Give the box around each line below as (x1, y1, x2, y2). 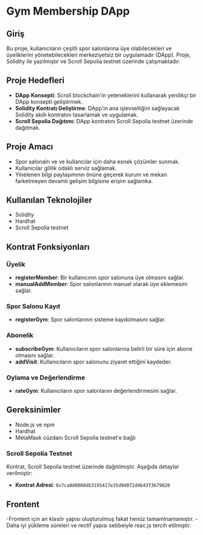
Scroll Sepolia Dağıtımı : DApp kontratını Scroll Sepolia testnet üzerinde (15, 117, 193, 124)
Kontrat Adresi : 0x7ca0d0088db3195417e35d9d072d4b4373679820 (15, 481, 170, 489)
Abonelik (6, 331, 33, 340)
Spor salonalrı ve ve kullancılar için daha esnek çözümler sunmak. (15, 157, 181, 165)
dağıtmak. (15, 124, 41, 131)
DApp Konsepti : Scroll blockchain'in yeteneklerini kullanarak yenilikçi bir (15, 92, 196, 99)
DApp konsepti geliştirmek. (15, 98, 83, 105)
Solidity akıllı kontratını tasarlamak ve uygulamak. (15, 111, 139, 118)
